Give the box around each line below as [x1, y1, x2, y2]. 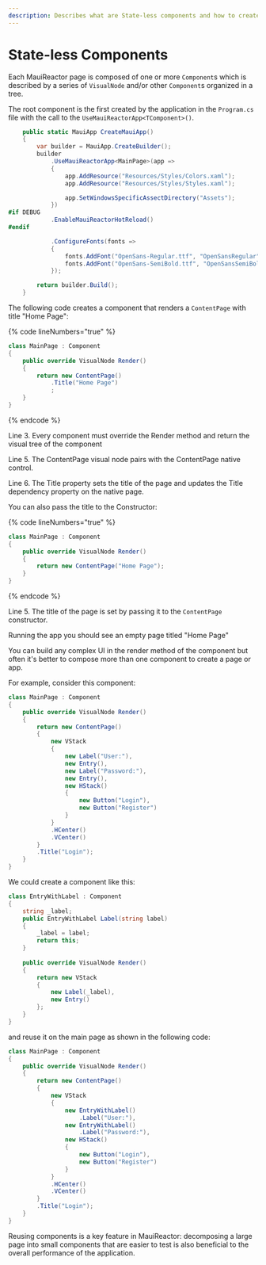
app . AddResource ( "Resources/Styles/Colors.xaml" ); [64, 172, 236, 180]
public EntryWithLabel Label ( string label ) [22, 915, 169, 923]
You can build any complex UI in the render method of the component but [8, 646, 249, 655]
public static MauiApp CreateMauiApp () [22, 128, 154, 136]
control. [8, 463, 34, 472]
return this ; [36, 937, 80, 945]
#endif [8, 224, 30, 231]
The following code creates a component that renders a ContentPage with [8, 303, 247, 313]
